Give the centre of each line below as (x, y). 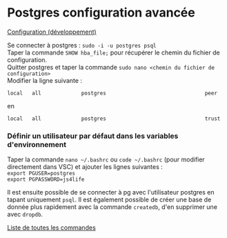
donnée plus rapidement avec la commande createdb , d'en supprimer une (112, 207)
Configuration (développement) (52, 32)
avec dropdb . (25, 215)
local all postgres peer (112, 93)
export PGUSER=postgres (41, 174)
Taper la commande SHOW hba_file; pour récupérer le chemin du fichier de (113, 52)
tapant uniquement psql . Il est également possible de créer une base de (109, 200)
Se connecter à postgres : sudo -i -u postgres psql (82, 45)
